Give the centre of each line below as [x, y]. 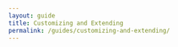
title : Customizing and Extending [66, 23]
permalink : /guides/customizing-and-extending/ [89, 30]
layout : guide [32, 16]
